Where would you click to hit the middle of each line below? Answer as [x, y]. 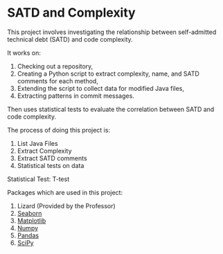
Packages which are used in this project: [65, 192]
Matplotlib [32, 221]
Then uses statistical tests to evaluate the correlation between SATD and [111, 109]
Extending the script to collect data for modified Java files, [101, 88]
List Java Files [37, 143]
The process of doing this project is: [59, 130]
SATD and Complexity [72, 13]
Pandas [28, 235]
